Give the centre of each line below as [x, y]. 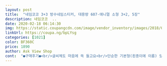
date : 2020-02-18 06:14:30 [33, 24]
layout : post [19, 10]
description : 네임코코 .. [31, 19]
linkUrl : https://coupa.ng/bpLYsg [41, 33]
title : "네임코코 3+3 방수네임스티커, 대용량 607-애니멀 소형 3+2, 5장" [73, 14]
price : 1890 [17, 47]
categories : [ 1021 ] [25, 38]
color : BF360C [20, 42]
